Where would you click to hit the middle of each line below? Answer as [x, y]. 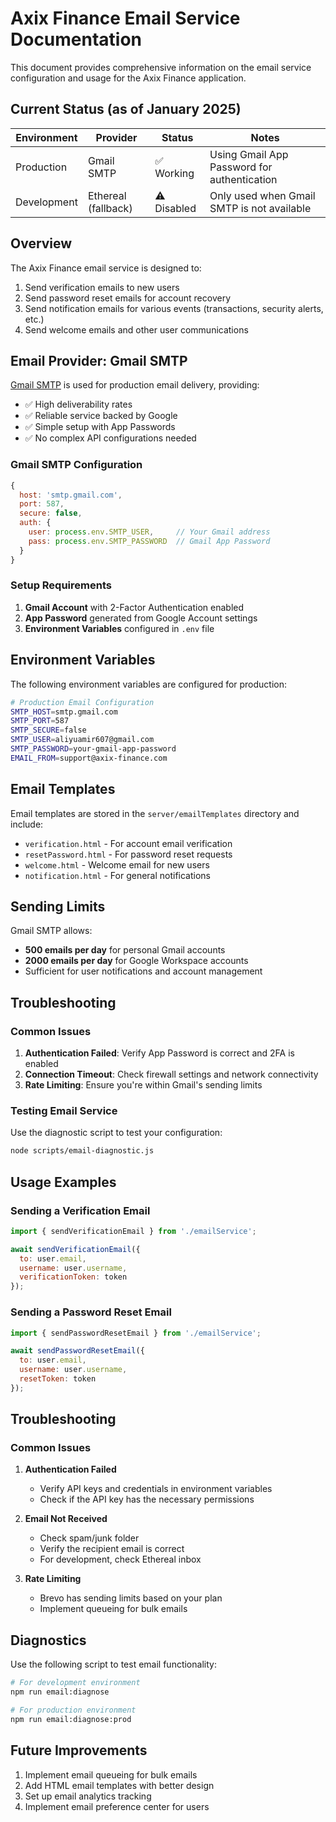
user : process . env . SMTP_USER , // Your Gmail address [149, 532]
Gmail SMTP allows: [51, 931]
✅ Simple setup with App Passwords [100, 427]
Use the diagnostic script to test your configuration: [116, 1133]
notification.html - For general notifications [118, 875]
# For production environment [73, 1710]
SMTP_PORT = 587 [40, 721]
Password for [241, 167]
